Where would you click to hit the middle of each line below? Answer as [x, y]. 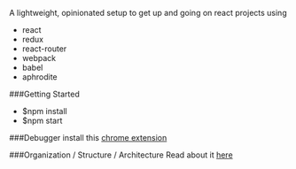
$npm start [42, 120]
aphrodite [39, 77]
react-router [44, 49]
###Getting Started [44, 94]
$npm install [45, 111]
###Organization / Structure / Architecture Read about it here [121, 155]
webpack [39, 58]
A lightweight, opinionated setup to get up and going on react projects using [148, 13]
